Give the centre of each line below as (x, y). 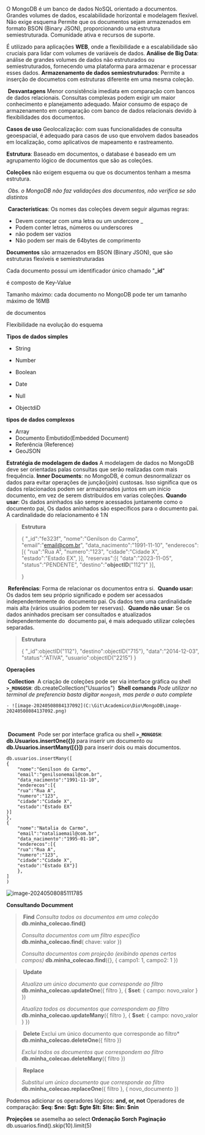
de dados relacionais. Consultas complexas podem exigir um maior (91, 98)
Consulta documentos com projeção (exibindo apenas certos (99, 954)
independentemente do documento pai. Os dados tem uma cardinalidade (99, 601)
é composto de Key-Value (39, 282)
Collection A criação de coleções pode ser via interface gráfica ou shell (99, 681)
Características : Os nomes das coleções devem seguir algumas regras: (99, 209)
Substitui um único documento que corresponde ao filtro (93, 1082)
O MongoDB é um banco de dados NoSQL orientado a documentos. (92, 9)
